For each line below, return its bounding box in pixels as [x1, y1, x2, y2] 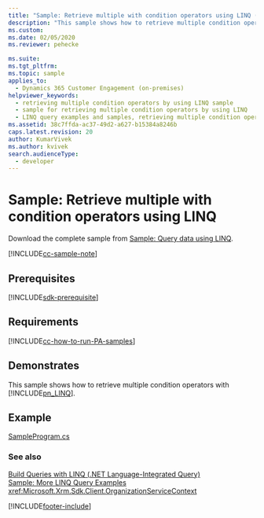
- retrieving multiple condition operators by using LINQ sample [15, 99, 234, 107]
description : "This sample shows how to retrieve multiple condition [8, 19, 241, 27]
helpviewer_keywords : [8, 91, 79, 99]
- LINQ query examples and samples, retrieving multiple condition [15, 113, 241, 122]
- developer [15, 157, 55, 165]
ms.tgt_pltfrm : [8, 62, 58, 71]
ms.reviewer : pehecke [8, 41, 79, 49]
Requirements [8, 315, 79, 329]
